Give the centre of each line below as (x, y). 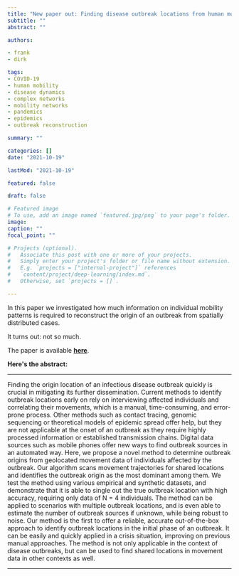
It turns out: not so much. (44, 336)
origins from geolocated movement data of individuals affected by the (110, 460)
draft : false (27, 196)
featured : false (31, 183)
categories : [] (30, 151)
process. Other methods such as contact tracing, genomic (111, 415)
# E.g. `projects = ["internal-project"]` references (92, 268)
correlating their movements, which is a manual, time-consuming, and (110, 407)
